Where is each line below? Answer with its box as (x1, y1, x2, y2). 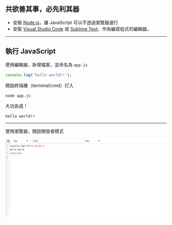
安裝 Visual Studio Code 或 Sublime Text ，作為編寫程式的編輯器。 (12, 26, 152, 32)
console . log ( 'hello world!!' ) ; (5, 72, 72, 78)
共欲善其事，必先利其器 (5, 5, 79, 14)
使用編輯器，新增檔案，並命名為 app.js (5, 61, 88, 67)
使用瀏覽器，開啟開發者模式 (5, 128, 64, 134)
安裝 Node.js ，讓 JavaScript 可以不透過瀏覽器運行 (12, 19, 119, 26)
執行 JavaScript (5, 47, 56, 56)
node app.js (5, 93, 31, 98)
